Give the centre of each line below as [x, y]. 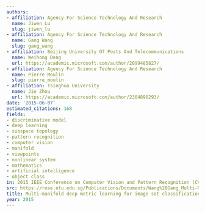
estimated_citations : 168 [39, 108]
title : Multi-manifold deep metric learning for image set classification [103, 194]
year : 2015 [20, 199]
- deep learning [27, 126]
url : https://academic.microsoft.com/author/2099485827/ [86, 63]
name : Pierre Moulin [38, 75]
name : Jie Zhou [31, 92]
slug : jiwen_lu [31, 29]
